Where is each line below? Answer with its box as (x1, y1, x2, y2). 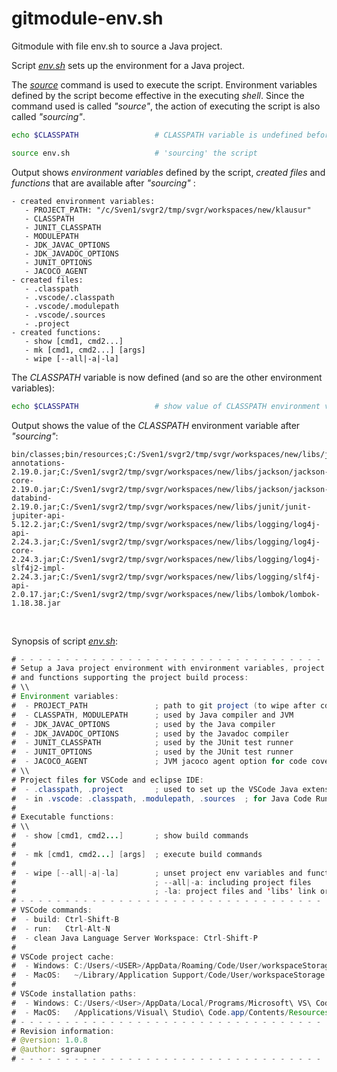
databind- (11, 493, 53, 503)
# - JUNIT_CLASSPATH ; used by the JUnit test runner (11, 738, 294, 748)
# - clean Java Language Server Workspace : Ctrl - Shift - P (11, 933, 258, 943)
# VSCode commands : (11, 905, 93, 916)
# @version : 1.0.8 (11, 1035, 88, 1046)
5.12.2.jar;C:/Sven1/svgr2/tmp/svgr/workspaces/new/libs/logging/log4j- (11, 519, 321, 529)
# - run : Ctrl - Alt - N (11, 923, 111, 934)
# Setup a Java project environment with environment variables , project (11, 663, 326, 674)
